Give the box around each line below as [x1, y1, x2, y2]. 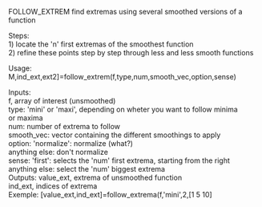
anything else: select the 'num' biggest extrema [8, 164, 166, 173]
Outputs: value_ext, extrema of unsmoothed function [8, 172, 183, 182]
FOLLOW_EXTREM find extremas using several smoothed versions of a [8, 7, 243, 16]
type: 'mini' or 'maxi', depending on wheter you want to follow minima [8, 104, 238, 114]
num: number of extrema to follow [8, 122, 120, 131]
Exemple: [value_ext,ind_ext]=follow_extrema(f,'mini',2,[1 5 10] [8, 190, 212, 199]
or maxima [8, 113, 43, 123]
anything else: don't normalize [8, 148, 108, 156]
